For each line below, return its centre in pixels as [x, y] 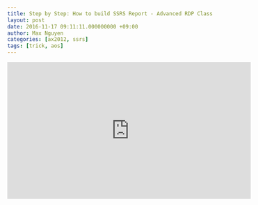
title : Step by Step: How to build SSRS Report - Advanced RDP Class [110, 14]
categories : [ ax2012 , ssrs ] [48, 40]
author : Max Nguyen [35, 33]
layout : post [26, 20]
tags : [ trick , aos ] [35, 46]
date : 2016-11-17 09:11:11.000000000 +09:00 [73, 26]
